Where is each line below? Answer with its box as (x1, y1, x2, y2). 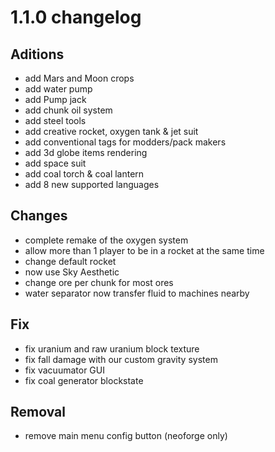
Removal (10, 404, 66, 421)
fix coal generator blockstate (24, 374, 144, 386)
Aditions (10, 46, 65, 63)
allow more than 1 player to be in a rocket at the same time (24, 244, 265, 256)
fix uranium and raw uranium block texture (24, 342, 200, 355)
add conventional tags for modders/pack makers (24, 136, 227, 148)
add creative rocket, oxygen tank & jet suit (24, 126, 199, 137)
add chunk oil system (24, 104, 113, 116)
